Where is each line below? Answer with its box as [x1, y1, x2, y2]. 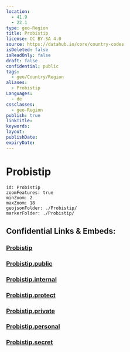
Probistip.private [6, 307, 56, 315]
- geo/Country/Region [11, 74, 64, 80]
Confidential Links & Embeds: [6, 226, 116, 236]
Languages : [6, 90, 33, 96]
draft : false [6, 58, 38, 63]
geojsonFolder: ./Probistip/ [6, 205, 77, 211]
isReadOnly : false [6, 52, 51, 58]
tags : [6, 69, 19, 75]
